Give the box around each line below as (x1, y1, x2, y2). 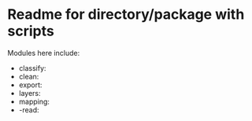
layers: (18, 88, 41, 97)
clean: (18, 71, 39, 81)
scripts (7, 22, 54, 40)
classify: (18, 63, 46, 72)
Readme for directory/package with (7, 5, 245, 24)
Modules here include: (7, 48, 80, 57)
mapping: (18, 97, 50, 106)
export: (18, 80, 43, 90)
